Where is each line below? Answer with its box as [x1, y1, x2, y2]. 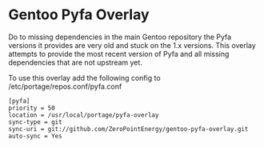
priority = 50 [8, 104, 56, 112]
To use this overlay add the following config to [8, 73, 162, 82]
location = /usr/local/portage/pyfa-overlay [8, 110, 159, 119]
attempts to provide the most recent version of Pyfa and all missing [8, 49, 230, 58]
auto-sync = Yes [8, 132, 62, 140]
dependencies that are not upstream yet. [8, 58, 142, 67]
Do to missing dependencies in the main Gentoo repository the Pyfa [8, 32, 232, 42]
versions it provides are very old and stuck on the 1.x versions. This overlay [8, 40, 256, 50]
